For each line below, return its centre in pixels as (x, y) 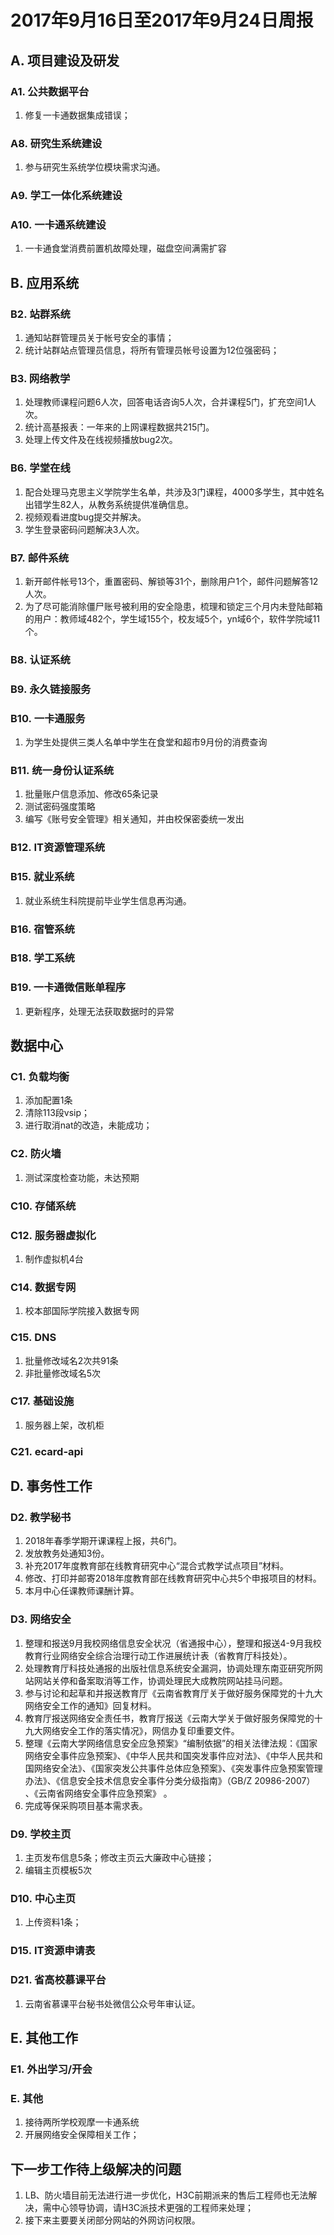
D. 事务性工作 (51, 1486)
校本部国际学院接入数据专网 (82, 1311)
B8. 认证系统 (40, 659)
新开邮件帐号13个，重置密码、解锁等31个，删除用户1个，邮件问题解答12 (171, 581)
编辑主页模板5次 (58, 1870)
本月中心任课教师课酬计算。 (82, 1591)
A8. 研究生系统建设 (56, 143)
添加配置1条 (48, 1100)
